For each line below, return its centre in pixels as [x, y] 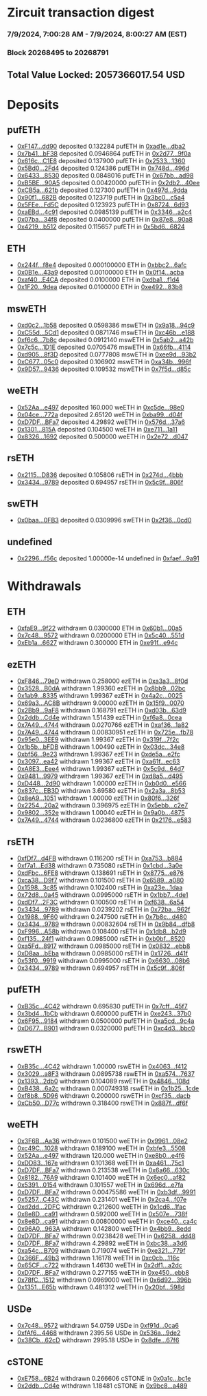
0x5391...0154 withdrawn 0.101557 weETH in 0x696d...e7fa [100, 1185]
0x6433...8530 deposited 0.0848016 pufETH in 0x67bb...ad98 [105, 176]
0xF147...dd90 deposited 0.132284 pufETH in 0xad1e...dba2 [101, 147]
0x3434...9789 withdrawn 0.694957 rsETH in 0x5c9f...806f [101, 968]
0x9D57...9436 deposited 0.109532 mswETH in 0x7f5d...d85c [104, 369]
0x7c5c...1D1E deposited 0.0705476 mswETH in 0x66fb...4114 [104, 347]
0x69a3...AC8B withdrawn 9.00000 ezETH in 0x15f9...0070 [101, 703]
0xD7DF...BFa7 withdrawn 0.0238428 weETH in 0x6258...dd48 [106, 1236]
